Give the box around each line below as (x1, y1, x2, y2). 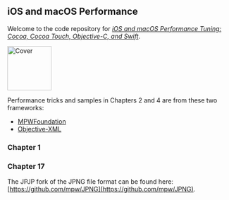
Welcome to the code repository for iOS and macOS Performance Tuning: (7, 24, 222, 33)
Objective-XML (17, 124, 62, 133)
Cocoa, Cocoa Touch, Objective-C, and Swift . (7, 32, 141, 40)
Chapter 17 (7, 161, 45, 171)
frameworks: (7, 103, 44, 112)
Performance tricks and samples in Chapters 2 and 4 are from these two (7, 95, 218, 105)
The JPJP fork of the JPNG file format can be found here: (7, 177, 174, 186)
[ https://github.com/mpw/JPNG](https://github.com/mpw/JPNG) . (7, 185, 196, 194)
